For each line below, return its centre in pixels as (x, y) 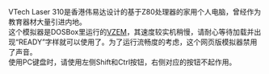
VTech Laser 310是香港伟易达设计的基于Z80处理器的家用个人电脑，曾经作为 (134, 12)
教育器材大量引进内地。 (47, 22)
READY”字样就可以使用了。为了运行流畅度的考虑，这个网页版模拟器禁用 (138, 42)
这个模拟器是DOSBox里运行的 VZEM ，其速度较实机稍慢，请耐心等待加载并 (131, 32)
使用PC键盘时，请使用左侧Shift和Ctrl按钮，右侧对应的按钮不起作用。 (122, 62)
